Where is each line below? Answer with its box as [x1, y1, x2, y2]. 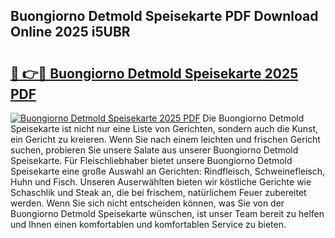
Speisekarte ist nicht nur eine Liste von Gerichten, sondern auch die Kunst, [10, 123, 319, 134]
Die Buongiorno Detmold [202, 112, 305, 124]
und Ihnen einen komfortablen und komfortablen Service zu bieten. [10, 219, 287, 230]
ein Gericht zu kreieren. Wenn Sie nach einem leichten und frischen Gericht [10, 134, 321, 145]
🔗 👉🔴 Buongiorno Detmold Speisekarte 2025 [10, 65, 299, 82]
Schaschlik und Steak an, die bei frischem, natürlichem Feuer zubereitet [10, 187, 307, 198]
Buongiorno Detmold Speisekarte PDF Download [10, 8, 319, 25]
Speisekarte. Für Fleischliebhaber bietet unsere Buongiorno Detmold [10, 155, 293, 166]
